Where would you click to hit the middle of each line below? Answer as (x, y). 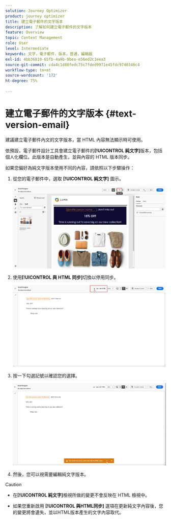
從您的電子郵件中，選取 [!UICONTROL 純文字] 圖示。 (68, 178)
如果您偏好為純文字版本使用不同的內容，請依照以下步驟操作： (70, 168)
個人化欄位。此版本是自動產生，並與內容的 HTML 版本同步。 (69, 157)
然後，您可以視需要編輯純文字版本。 (51, 475)
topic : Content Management (34, 38)
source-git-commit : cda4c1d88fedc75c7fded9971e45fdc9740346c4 (73, 65)
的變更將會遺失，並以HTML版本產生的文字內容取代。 (68, 512)
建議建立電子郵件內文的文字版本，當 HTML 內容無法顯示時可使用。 (75, 139)
